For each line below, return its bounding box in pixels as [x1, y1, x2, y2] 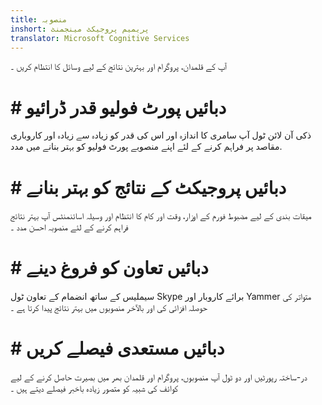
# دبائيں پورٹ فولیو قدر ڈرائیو [10, 96, 227, 119]
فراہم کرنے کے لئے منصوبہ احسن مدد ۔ [10, 221, 129, 233]
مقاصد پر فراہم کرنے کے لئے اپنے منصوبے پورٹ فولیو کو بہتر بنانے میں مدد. [10, 141, 283, 153]
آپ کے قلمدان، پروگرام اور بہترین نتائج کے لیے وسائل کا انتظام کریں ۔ [10, 61, 227, 73]
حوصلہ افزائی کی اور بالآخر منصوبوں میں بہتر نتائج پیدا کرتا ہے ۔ [10, 302, 208, 314]
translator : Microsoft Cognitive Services [10, 33, 190, 43]
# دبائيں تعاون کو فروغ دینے [10, 257, 209, 280]
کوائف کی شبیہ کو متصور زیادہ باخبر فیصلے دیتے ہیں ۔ [10, 382, 179, 395]
